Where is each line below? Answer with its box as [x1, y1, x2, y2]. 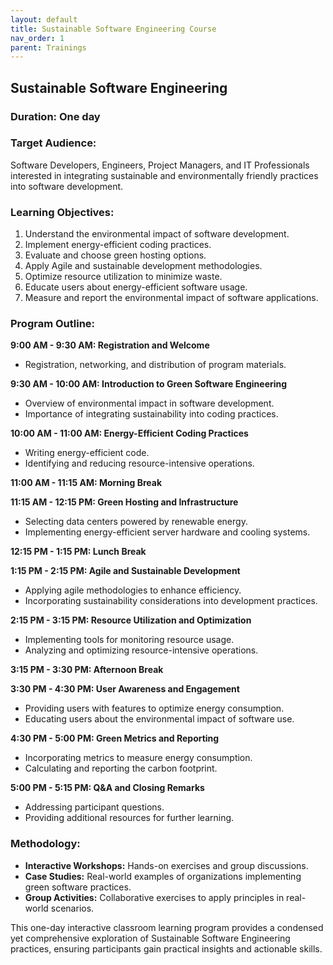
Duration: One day [10, 109, 101, 123]
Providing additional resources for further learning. [24, 812, 235, 824]
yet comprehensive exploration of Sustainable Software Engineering [10, 932, 291, 944]
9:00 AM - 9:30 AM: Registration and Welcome [10, 339, 210, 351]
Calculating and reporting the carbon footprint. [24, 762, 218, 775]
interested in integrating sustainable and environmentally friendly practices [10, 169, 319, 181]
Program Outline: [10, 317, 96, 331]
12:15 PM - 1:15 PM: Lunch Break [10, 546, 147, 558]
